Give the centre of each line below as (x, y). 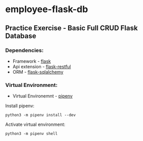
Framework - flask (32, 61)
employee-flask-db (47, 9)
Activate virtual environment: (35, 124)
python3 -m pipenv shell (31, 134)
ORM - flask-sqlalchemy (38, 72)
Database (21, 36)
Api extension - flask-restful (42, 66)
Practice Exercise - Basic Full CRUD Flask (71, 28)
